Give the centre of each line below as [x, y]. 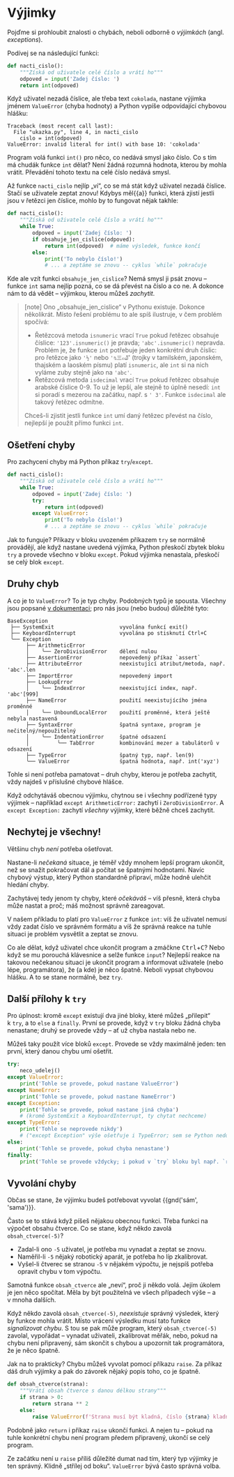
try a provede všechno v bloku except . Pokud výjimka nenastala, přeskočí [113, 555]
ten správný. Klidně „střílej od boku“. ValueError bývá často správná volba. [114, 1466]
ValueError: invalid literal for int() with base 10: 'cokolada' [104, 144]
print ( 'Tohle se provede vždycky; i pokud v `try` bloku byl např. [119, 1162]
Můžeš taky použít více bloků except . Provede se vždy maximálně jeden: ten [117, 1044]
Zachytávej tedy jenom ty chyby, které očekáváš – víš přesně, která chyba [114, 898]
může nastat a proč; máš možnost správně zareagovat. [86, 906]
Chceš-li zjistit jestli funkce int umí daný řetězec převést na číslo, [118, 416]
